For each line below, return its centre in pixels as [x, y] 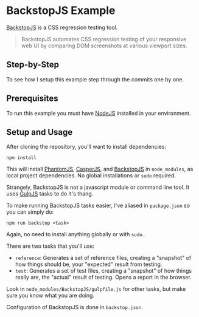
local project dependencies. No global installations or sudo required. [91, 176]
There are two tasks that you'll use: [51, 246]
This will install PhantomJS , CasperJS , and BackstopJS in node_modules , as [100, 169]
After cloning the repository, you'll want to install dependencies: [86, 147]
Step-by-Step [33, 65]
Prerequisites [32, 99]
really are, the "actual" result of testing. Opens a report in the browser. [103, 278]
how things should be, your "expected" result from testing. [89, 264]
